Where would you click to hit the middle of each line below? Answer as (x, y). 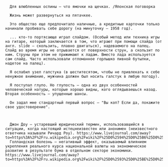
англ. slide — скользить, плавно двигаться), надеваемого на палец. (78, 46)
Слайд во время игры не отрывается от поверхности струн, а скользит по (82, 50)
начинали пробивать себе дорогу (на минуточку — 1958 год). (69, 28)
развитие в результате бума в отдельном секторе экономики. (69, 151)
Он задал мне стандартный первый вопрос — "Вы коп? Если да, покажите (85, 103)
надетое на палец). (25, 63)
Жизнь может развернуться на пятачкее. (51, 15)
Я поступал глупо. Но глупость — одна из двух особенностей (73, 85)
